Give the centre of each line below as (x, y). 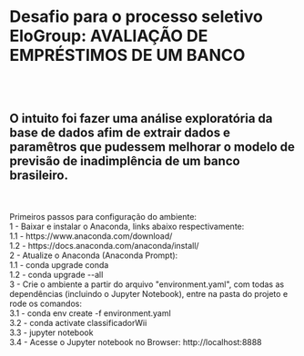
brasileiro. (39, 176)
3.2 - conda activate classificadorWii (78, 322)
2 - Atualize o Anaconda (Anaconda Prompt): (94, 255)
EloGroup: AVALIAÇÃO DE (109, 36)
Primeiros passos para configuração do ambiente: (103, 216)
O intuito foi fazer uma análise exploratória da (141, 119)
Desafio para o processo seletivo (137, 17)
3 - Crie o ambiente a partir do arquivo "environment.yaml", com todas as (147, 284)
